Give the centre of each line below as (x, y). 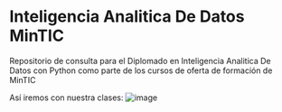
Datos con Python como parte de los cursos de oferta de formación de (141, 70)
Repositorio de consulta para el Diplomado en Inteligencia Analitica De (140, 61)
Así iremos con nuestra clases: (66, 98)
